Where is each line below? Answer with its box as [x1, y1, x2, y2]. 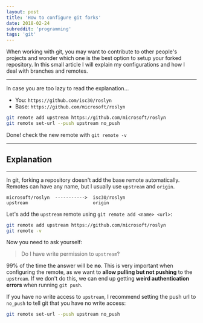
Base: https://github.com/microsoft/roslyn [14, 103, 126, 110]
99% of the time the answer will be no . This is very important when [6, 262, 173, 270]
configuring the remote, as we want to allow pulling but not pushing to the [6, 268, 193, 276]
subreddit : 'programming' [6, 25, 71, 32]
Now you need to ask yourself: [6, 239, 83, 246]
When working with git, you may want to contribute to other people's [6, 48, 177, 55]
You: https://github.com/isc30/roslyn [14, 96, 112, 104]
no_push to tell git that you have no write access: [6, 299, 126, 307]
